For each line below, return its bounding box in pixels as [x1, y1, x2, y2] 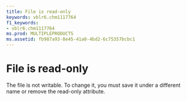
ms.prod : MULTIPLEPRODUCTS [6, 31, 74, 37]
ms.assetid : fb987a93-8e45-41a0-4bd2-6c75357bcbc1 [6, 36, 135, 42]
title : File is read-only [6, 8, 71, 15]
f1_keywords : [6, 20, 39, 26]
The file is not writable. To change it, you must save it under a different [6, 81, 181, 89]
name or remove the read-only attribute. [6, 87, 105, 95]
